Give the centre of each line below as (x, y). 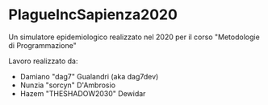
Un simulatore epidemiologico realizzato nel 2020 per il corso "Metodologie (134, 37)
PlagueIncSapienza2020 (93, 15)
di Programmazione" (42, 45)
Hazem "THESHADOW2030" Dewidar (83, 93)
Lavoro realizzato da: (43, 61)
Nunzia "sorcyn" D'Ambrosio (67, 85)
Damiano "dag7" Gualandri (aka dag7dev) (89, 76)
